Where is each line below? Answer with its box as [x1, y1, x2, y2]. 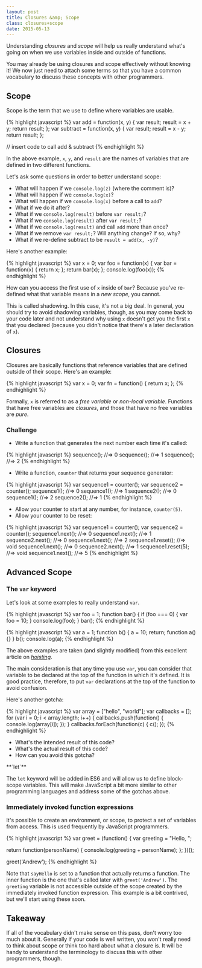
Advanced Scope [6, 567, 72, 577]
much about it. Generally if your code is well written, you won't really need [6, 935, 191, 943]
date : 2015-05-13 [6, 25, 50, 32]
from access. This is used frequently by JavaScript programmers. [6, 823, 169, 830]
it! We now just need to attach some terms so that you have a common [6, 67, 181, 74]
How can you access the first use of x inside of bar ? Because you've [6, 284, 177, 291]
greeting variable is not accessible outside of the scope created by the [6, 883, 183, 890]
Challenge [6, 426, 37, 434]
